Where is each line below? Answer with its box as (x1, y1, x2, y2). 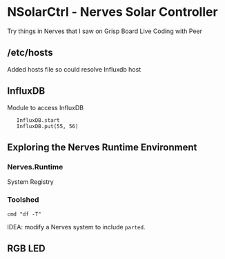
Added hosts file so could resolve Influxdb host (7, 65, 141, 73)
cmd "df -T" (7, 211, 41, 218)
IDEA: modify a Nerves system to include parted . (7, 222, 146, 231)
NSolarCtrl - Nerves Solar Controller (7, 4, 219, 20)
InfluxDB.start (16, 116, 60, 124)
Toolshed (7, 195, 39, 205)
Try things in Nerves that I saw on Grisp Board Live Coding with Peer (7, 27, 202, 35)
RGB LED (7, 242, 46, 254)
